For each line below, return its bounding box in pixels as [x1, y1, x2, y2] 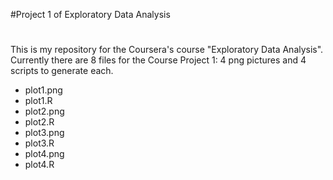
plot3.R [24, 137, 55, 149]
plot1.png [24, 84, 63, 96]
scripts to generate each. [10, 65, 114, 77]
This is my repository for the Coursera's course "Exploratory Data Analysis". [10, 44, 324, 56]
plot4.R [24, 159, 55, 171]
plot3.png [24, 127, 65, 139]
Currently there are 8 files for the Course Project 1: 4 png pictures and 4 [10, 54, 307, 66]
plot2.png [24, 105, 65, 118]
